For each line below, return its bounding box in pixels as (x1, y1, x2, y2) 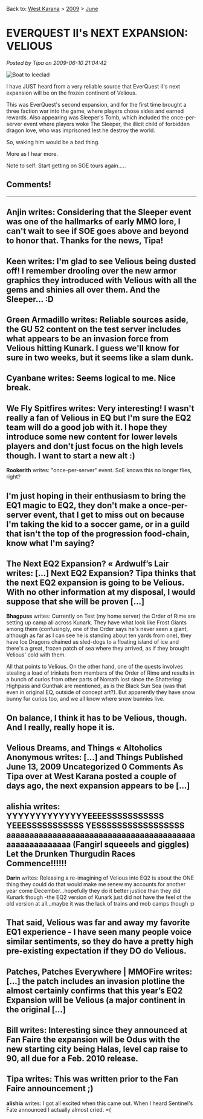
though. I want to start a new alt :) (6, 450, 135, 461)
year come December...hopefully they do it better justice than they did (6, 887, 181, 894)
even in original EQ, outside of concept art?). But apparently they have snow (6, 689, 196, 696)
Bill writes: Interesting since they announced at (6, 1025, 188, 1035)
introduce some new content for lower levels (6, 432, 178, 442)
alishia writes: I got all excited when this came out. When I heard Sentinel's (6, 1100, 193, 1107)
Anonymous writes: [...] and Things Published (6, 752, 183, 763)
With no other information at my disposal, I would (6, 587, 196, 597)
